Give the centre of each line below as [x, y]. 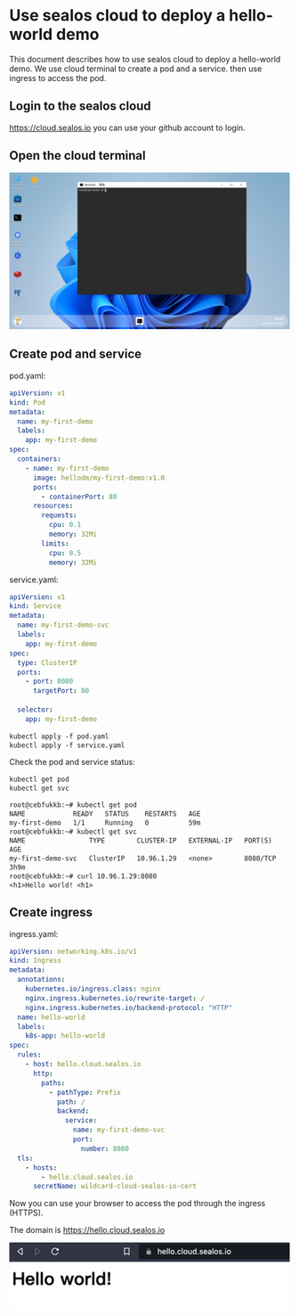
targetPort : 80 [61, 691]
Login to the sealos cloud [80, 107]
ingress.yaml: [34, 934]
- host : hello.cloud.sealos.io [83, 1065]
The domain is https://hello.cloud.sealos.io [87, 1230]
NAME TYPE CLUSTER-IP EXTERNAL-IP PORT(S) [141, 840]
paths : [53, 1083]
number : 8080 [105, 1148]
